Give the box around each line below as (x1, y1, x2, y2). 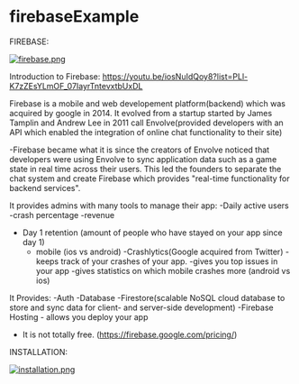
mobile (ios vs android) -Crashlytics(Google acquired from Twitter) (35, 246, 284, 257)
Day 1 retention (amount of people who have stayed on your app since (22, 227, 283, 238)
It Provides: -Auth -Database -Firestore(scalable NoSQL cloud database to (9, 292, 285, 303)
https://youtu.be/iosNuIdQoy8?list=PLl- (102, 70, 249, 82)
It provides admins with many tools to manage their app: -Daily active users (9, 200, 290, 211)
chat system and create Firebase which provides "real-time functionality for (9, 173, 290, 184)
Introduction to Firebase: (9, 70, 101, 82)
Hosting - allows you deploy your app (9, 311, 149, 322)
